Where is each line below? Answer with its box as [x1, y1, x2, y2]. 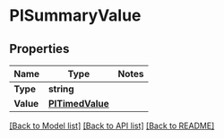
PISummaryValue [9, 5, 142, 26]
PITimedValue [47, 98, 109, 109]
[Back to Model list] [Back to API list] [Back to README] [9, 120, 215, 131]
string [47, 83, 74, 95]
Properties [9, 41, 70, 56]
